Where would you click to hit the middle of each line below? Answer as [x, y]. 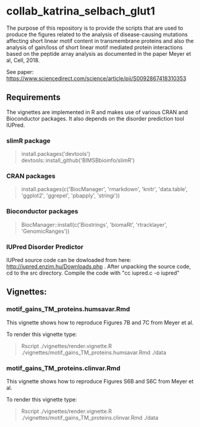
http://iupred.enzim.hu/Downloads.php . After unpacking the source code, [98, 266]
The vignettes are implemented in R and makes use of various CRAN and [97, 112]
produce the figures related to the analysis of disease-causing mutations [97, 34]
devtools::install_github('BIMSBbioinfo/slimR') [78, 160]
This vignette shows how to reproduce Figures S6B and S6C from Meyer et [100, 381]
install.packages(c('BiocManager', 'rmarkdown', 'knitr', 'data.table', [104, 189]
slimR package [28, 141]
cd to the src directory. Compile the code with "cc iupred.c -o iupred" [93, 273]
